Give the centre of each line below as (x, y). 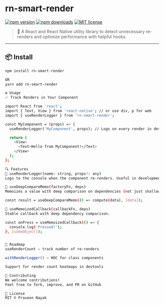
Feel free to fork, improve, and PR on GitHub (53, 285)
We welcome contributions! (32, 280)
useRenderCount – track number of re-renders (52, 249)
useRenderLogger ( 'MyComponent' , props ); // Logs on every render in (81, 129)
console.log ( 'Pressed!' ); (36, 227)
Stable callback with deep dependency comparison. (58, 213)
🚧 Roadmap (15, 244)
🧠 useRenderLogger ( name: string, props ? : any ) (53, 174)
